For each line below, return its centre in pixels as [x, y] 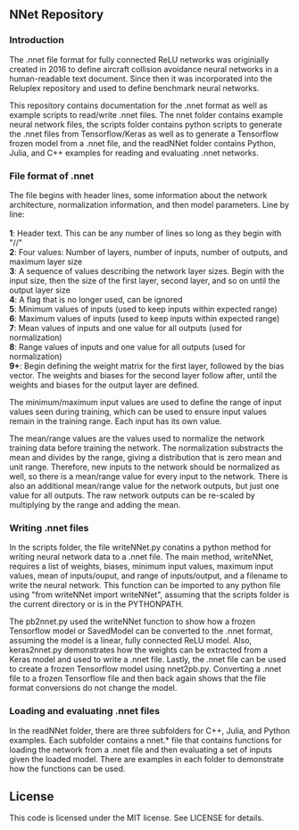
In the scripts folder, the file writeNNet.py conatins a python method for [141, 547]
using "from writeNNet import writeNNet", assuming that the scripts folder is [149, 595]
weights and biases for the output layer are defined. [104, 385]
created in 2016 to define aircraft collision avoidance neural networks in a [144, 69]
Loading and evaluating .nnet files [85, 711]
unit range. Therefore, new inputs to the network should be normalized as [145, 467]
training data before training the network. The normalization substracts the [146, 448]
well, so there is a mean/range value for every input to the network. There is [149, 476]
